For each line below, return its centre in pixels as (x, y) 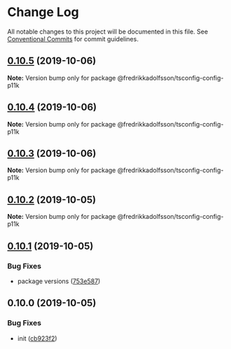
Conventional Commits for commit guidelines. (73, 38)
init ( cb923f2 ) (37, 338)
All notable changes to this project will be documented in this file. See (108, 31)
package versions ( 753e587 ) (59, 281)
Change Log (43, 12)
